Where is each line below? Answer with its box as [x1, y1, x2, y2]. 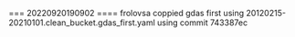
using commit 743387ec [157, 17, 248, 28]
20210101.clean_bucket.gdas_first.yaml [8, 17, 156, 28]
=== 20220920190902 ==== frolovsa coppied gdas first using [8, 8, 245, 18]
